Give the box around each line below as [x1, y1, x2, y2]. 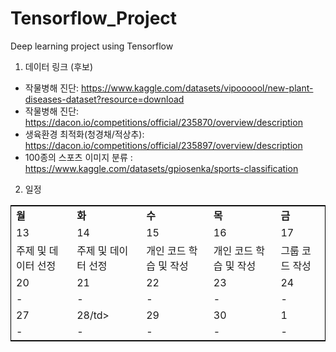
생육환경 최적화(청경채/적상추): [24, 128, 145, 140]
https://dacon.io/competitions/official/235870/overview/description [24, 116, 303, 128]
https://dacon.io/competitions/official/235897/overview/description [24, 139, 303, 151]
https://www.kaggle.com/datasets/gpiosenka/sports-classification [24, 162, 299, 174]
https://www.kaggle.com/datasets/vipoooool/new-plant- [81, 82, 314, 94]
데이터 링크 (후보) [24, 60, 94, 72]
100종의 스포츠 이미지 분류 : [24, 151, 133, 163]
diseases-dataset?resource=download [24, 93, 185, 105]
